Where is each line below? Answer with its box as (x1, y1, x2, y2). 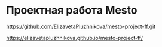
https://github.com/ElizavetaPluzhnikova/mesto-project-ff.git (6, 23, 156, 30)
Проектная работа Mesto (6, 4, 137, 17)
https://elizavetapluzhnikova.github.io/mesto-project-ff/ (6, 34, 143, 41)
